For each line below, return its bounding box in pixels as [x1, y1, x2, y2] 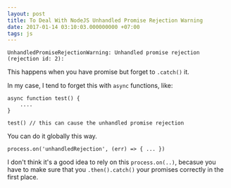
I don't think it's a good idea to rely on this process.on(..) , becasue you [7, 158, 216, 166]
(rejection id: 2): [7, 56, 65, 63]
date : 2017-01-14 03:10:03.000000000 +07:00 [7, 23, 140, 30]
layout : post [7, 10, 46, 18]
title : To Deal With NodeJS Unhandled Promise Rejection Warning [7, 17, 203, 24]
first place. [7, 173, 39, 182]
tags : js [7, 30, 33, 37]
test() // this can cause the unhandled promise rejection [7, 120, 185, 127]
